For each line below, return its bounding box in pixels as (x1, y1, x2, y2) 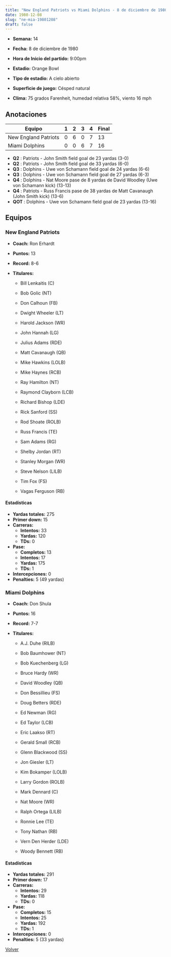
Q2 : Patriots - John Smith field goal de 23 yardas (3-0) (12, 155, 129, 162)
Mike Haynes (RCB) (20, 369, 62, 375)
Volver (5, 946, 19, 952)
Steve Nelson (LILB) (20, 468, 62, 474)
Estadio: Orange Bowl (12, 65, 60, 72)
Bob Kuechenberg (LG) (20, 660, 69, 666)
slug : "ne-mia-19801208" (5, 17, 58, 22)
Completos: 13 (20, 549, 52, 555)
